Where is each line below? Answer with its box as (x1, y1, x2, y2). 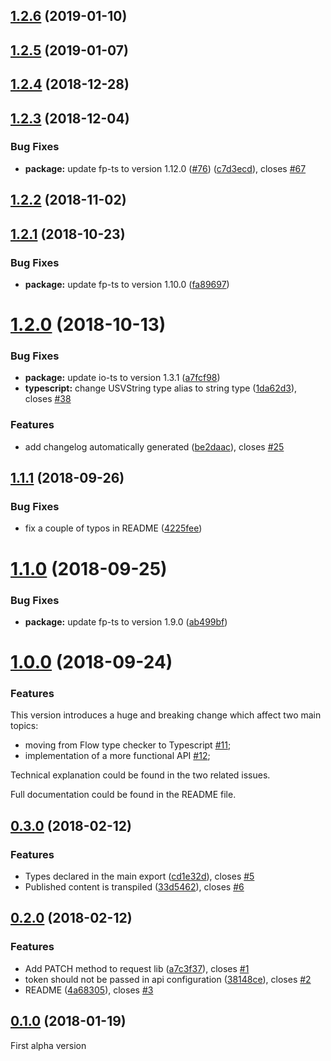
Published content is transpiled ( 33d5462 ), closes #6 (24, 881, 245, 893)
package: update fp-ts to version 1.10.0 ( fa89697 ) (24, 278, 230, 290)
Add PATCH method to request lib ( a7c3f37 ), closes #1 (24, 962, 250, 974)
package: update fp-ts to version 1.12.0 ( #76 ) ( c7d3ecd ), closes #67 (24, 162, 307, 174)
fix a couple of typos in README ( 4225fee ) (24, 522, 203, 534)
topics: (10, 720, 39, 732)
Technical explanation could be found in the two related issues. (10, 769, 271, 781)
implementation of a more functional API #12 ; (24, 750, 211, 762)
